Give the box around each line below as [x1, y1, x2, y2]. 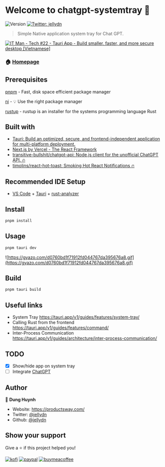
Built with [5, 123, 35, 131]
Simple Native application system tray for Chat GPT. [17, 30, 124, 36]
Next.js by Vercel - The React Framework [12, 146, 97, 152]
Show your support [5, 431, 66, 440]
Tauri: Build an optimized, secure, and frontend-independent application [12, 136, 161, 142]
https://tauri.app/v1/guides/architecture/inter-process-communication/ [12, 336, 158, 342]
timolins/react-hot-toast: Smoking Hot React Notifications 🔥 [12, 163, 135, 169]
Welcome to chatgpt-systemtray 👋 [5, 4, 150, 16]
